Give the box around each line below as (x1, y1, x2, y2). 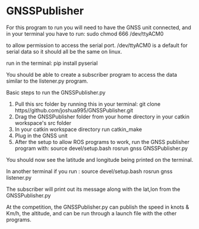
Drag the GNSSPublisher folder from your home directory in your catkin (14, 113, 190, 120)
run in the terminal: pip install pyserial (6, 59, 98, 67)
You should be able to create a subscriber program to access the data (6, 71, 177, 78)
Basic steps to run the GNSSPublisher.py (6, 89, 106, 96)
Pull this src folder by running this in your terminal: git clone (14, 100, 161, 108)
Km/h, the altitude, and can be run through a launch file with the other (6, 209, 177, 217)
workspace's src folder (14, 119, 71, 126)
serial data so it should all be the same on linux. (6, 48, 122, 55)
